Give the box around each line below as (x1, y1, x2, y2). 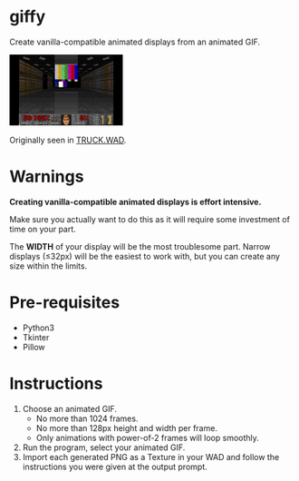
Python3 (22, 322, 54, 333)
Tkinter (22, 331, 50, 342)
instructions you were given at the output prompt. (22, 461, 208, 472)
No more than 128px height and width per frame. (35, 422, 217, 433)
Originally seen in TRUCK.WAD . (9, 134, 127, 145)
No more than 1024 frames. (35, 413, 139, 424)
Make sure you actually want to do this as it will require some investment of (9, 213, 290, 224)
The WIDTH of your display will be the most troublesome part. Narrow (9, 240, 271, 251)
